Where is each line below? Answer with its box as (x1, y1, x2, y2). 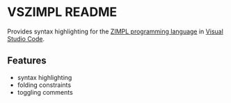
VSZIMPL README (7, 4, 117, 20)
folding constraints (17, 81, 72, 89)
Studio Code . (7, 34, 45, 42)
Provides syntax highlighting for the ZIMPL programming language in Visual (7, 27, 224, 35)
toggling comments (17, 88, 73, 96)
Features (7, 55, 47, 67)
